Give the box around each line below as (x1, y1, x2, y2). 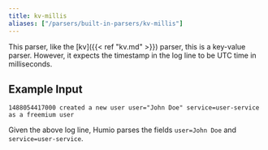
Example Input (8, 82, 83, 96)
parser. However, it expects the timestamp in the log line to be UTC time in (8, 50, 257, 60)
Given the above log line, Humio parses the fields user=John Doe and (8, 125, 237, 135)
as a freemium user (8, 111, 75, 119)
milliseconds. (8, 58, 53, 69)
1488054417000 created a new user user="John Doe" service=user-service (8, 104, 260, 112)
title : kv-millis (8, 11, 67, 20)
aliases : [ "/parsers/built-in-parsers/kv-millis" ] (8, 19, 184, 28)
